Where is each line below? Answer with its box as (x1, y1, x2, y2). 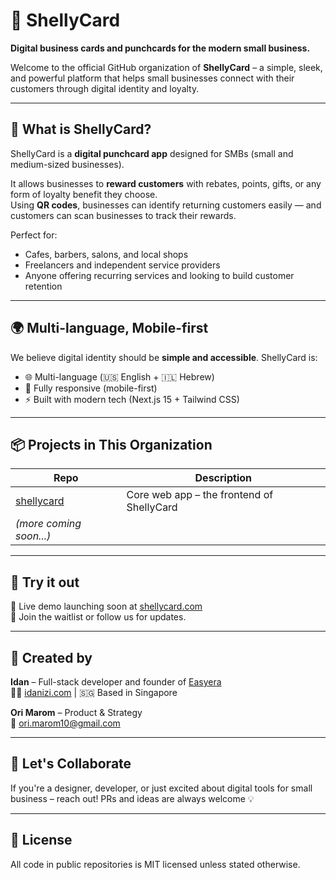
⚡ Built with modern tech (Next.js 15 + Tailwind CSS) (24, 393, 240, 405)
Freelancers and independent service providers (24, 259, 221, 271)
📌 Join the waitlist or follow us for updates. (10, 611, 187, 623)
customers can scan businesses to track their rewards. (10, 209, 237, 221)
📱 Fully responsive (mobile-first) (24, 382, 158, 394)
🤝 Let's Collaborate (10, 755, 132, 773)
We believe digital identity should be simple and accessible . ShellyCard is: (10, 351, 318, 363)
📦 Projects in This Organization (10, 436, 213, 453)
